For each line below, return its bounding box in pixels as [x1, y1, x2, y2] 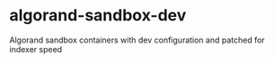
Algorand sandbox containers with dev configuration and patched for [9, 35, 265, 45]
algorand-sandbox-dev [9, 5, 187, 26]
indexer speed [9, 43, 63, 54]
